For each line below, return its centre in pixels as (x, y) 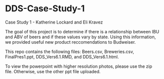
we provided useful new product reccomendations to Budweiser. (70, 42)
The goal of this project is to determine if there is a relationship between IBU (82, 31)
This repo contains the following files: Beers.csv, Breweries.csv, (69, 52)
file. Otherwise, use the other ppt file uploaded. (53, 71)
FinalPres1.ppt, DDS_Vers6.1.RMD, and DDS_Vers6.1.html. (62, 56)
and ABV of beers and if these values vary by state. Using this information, (81, 37)
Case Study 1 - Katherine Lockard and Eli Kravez (54, 22)
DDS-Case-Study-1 (45, 9)
